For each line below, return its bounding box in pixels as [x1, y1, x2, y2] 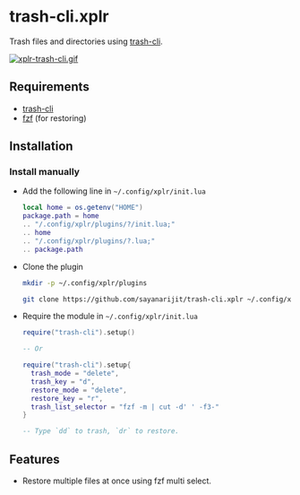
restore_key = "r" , [30, 394, 104, 403]
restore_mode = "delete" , [30, 386, 127, 395]
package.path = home [21, 212, 99, 221]
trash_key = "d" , [30, 377, 96, 386]
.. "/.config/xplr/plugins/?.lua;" [21, 236, 156, 246]
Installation [9, 139, 73, 154]
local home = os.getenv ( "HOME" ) [21, 204, 143, 213]
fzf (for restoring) [21, 112, 87, 123]
